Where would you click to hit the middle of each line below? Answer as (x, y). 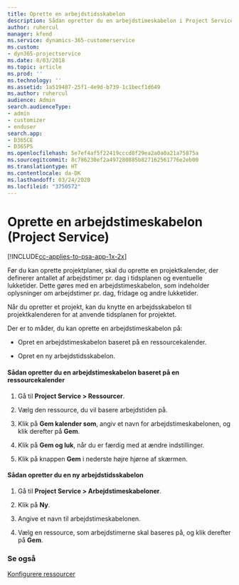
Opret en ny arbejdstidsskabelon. (67, 356)
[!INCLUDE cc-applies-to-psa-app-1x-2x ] (67, 257)
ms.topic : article (34, 67)
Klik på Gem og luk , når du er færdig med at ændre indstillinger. (111, 445)
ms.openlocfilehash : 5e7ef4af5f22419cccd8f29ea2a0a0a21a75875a (103, 153)
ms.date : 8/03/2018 (36, 61)
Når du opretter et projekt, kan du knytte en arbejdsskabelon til (100, 307)
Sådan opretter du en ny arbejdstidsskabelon (75, 475)
